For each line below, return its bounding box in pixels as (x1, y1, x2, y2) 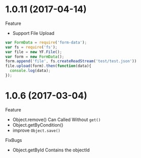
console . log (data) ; (10, 68, 51, 73)
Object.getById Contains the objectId (12, 147, 90, 153)
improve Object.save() (12, 127, 61, 133)
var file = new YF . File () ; (5, 49, 62, 54)
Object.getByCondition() (12, 122, 64, 128)
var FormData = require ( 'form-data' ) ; (5, 39, 87, 45)
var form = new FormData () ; (5, 54, 65, 59)
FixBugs (5, 137, 22, 143)
